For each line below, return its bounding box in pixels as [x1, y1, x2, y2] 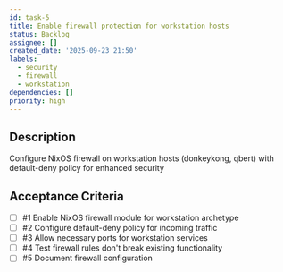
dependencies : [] [9, 88, 74, 97]
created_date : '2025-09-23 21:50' [9, 47, 138, 55]
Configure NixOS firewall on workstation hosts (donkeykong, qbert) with [9, 153, 275, 164]
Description [9, 129, 76, 144]
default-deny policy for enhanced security [9, 163, 165, 174]
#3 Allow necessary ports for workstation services [21, 233, 208, 243]
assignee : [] [9, 38, 58, 47]
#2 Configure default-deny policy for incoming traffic [21, 223, 218, 234]
